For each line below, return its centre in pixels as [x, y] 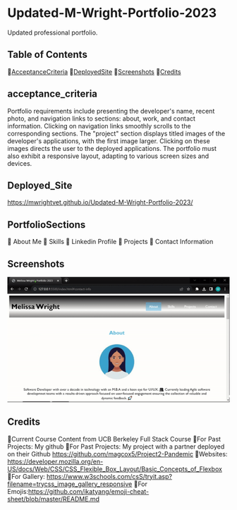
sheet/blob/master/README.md [54, 499]
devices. [20, 163]
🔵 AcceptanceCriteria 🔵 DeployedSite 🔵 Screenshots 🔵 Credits [94, 71]
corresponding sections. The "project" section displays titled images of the [116, 133]
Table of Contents [48, 55]
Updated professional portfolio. [53, 32]
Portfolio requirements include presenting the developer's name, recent [111, 111]
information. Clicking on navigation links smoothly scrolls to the [99, 126]
